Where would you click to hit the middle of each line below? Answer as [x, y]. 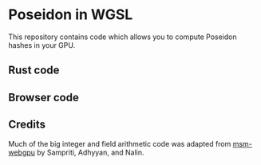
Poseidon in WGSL [71, 15]
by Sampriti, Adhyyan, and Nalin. [91, 152]
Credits [27, 125]
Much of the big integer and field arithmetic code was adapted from [120, 143]
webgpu [22, 152]
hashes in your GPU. [42, 45]
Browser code [44, 97]
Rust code [34, 71]
